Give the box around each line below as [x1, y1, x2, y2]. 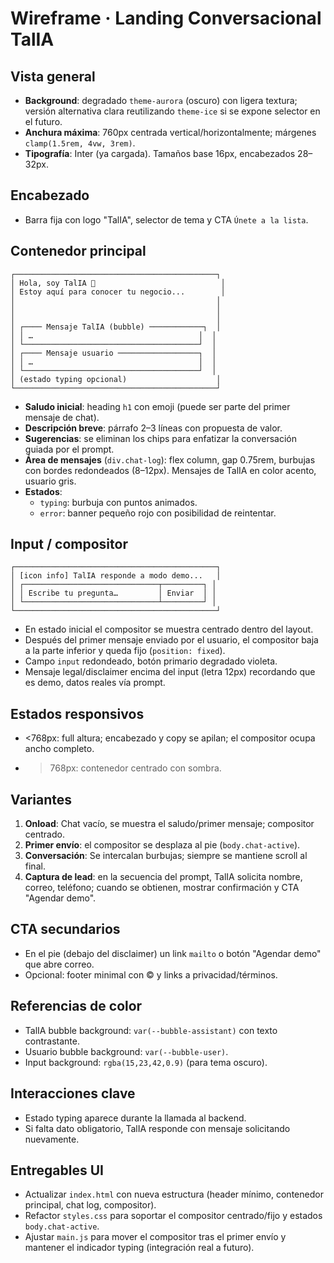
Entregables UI [10, 1162, 104, 1179]
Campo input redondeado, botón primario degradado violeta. [24, 655, 278, 667]
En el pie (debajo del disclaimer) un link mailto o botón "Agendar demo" [24, 947, 322, 959]
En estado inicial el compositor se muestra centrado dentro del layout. [24, 623, 314, 636]
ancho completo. [24, 743, 95, 755]
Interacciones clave [10, 1085, 136, 1102]
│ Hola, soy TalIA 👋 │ [10, 278, 226, 288]
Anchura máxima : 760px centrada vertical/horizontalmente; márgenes [24, 127, 317, 138]
